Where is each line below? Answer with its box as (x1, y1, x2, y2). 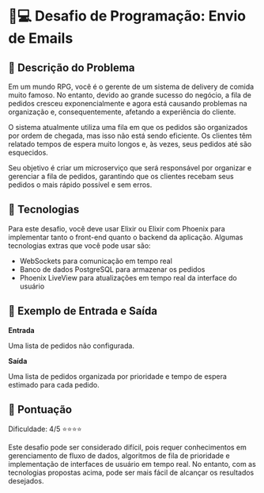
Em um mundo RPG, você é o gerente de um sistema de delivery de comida (8, 82, 255, 91)
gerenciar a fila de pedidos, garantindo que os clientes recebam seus (8, 172, 235, 181)
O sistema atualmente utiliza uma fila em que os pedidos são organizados (8, 123, 248, 132)
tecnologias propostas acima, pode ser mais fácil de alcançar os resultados (8, 468, 255, 477)
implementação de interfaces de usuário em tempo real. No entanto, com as (8, 460, 257, 469)
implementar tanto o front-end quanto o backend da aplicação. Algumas (8, 232, 243, 242)
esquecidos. (8, 148, 49, 157)
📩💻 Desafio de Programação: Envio (8, 7, 247, 25)
